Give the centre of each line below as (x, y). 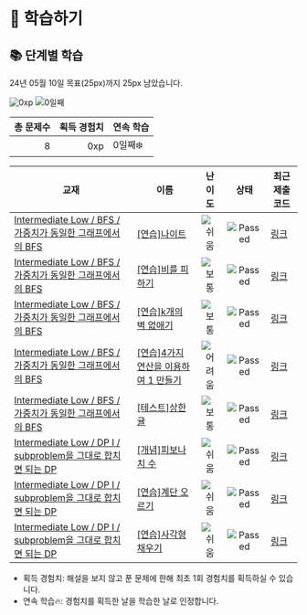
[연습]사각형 (162, 534)
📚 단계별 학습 (47, 55)
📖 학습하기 (47, 19)
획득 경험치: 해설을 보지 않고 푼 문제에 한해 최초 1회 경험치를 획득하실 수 (149, 578)
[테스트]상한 (162, 408)
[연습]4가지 (160, 353)
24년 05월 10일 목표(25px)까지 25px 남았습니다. (96, 83)
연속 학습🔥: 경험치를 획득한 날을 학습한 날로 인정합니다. (121, 601)
